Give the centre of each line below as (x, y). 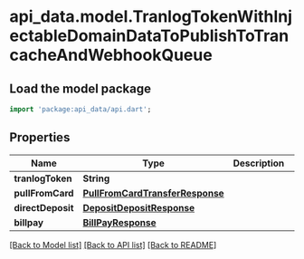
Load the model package (81, 88)
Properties (40, 138)
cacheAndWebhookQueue (111, 55)
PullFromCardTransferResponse (153, 193)
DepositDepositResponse (139, 207)
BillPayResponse (119, 222)
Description (259, 163)
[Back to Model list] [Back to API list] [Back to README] (113, 245)
